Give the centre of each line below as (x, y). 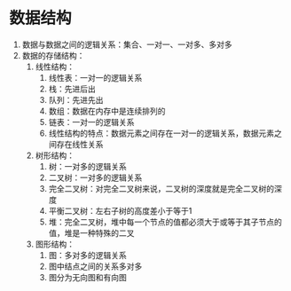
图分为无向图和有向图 (87, 277)
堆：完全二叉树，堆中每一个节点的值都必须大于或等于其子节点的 (165, 222)
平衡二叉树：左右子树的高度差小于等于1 (120, 210)
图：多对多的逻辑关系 (87, 255)
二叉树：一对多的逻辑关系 (95, 177)
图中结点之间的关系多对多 (95, 266)
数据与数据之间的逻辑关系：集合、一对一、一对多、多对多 (127, 44)
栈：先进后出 (72, 89)
